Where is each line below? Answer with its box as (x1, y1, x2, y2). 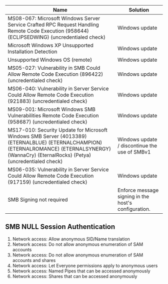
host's (117, 199, 132, 206)
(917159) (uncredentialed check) (7, 179, 87, 185)
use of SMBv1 (117, 149, 151, 155)
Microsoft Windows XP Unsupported (7, 42, 94, 49)
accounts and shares (12, 257, 56, 263)
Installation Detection (7, 48, 57, 55)
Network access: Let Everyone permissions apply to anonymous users (12, 262, 158, 268)
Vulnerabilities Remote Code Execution (7, 112, 99, 119)
